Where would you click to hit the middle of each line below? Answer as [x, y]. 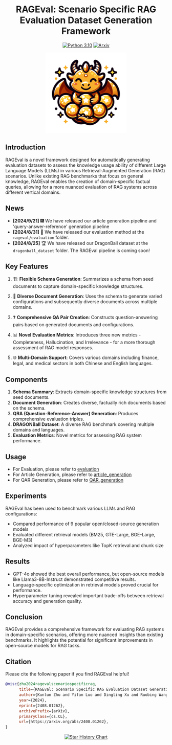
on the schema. [29, 408]
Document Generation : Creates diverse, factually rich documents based [89, 403]
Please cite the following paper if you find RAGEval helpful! [67, 674]
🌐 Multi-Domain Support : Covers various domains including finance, [86, 358]
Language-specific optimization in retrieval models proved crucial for [85, 584]
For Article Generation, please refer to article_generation [72, 475]
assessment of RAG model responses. [53, 348]
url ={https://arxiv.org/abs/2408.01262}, [64, 722]
